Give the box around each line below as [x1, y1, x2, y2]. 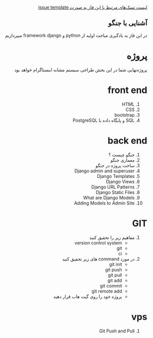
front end [107, 84, 147, 95]
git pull [108, 272, 122, 278]
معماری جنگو [110, 157, 135, 163]
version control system [74, 239, 122, 246]
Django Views [106, 178, 135, 184]
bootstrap [114, 112, 135, 118]
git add [107, 277, 122, 283]
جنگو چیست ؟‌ [108, 152, 135, 158]
